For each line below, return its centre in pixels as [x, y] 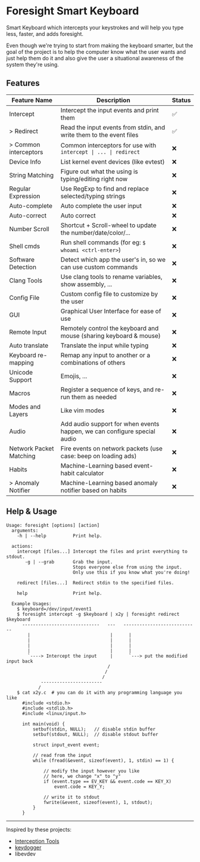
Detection [23, 267]
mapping [21, 363]
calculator [90, 473]
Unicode [21, 372]
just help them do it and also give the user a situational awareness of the [95, 58]
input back [20, 661]
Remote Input [28, 332]
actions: [22, 546]
